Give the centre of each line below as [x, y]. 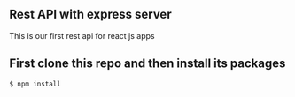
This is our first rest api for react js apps [82, 35]
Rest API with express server [90, 15]
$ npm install [35, 84]
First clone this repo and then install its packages [147, 64]
